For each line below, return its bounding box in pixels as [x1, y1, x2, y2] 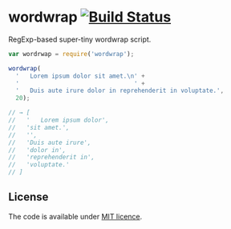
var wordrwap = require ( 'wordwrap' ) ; [8, 50, 135, 58]
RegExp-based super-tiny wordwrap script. [8, 34, 152, 44]
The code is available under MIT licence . [8, 211, 143, 221]
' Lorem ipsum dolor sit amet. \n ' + [15, 72, 146, 80]
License [8, 191, 49, 204]
